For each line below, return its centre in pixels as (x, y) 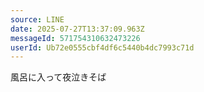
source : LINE (37, 19)
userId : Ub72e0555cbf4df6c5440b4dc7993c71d (102, 47)
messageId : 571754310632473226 (75, 38)
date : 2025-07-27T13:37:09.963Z (77, 29)
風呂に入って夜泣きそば (58, 77)
